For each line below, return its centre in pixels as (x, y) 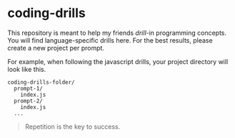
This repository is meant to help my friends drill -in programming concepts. (117, 33)
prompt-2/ (28, 101)
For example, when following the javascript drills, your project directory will (118, 61)
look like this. (27, 69)
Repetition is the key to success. (72, 127)
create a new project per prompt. (56, 48)
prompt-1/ (28, 88)
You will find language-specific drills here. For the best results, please (110, 40)
